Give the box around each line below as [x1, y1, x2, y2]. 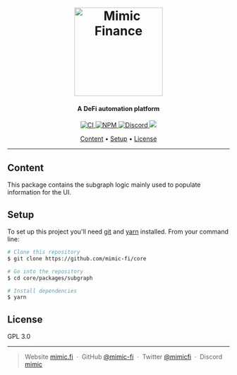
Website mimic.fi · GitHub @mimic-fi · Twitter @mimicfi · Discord [24, 352, 223, 361]
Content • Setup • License [80, 134, 157, 143]
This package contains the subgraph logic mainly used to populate [7, 180, 201, 189]
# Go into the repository [7, 267, 83, 275]
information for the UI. [7, 188, 72, 197]
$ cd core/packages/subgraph [7, 275, 93, 282]
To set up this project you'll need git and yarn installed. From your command [7, 227, 229, 236]
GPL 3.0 [7, 333, 31, 341]
